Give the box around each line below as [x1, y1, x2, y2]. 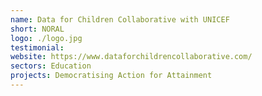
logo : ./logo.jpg [10, 33, 83, 43]
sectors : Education [10, 61, 92, 71]
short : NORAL [10, 24, 65, 34]
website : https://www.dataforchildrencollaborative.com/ [10, 52, 253, 62]
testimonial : [10, 42, 65, 53]
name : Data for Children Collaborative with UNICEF [10, 14, 230, 25]
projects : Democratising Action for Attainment [10, 71, 213, 81]
